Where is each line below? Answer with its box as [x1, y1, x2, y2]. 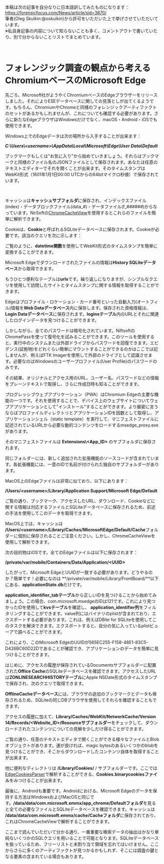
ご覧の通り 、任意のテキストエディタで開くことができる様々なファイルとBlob [5, 736, 160, 742]
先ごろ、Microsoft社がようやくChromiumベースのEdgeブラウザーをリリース [5, 92, 158, 98]
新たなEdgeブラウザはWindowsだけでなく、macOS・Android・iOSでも [13, 116, 158, 122]
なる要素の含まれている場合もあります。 [5, 853, 87, 859]
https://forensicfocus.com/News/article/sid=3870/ [5, 10, 107, 16]
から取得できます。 [18, 266, 56, 271]
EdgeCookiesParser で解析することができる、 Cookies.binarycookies [5, 771, 145, 777]
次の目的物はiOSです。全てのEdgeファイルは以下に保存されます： [5, 549, 138, 555]
